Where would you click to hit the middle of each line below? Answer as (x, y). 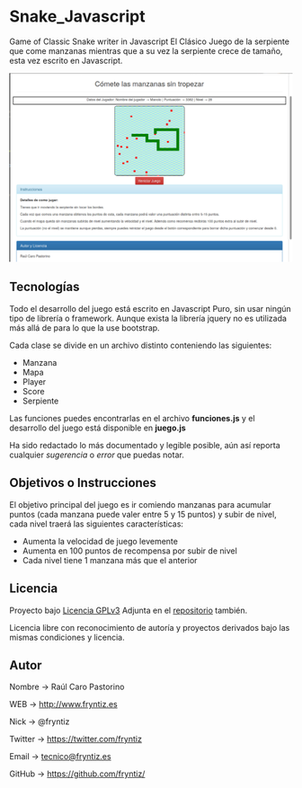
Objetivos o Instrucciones (83, 483)
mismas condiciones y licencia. (67, 637)
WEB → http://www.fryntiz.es (64, 704)
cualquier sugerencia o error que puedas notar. (97, 455)
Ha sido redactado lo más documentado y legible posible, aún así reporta (145, 445)
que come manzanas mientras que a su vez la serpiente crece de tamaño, (146, 50)
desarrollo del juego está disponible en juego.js (98, 428)
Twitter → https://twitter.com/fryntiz (75, 739)
